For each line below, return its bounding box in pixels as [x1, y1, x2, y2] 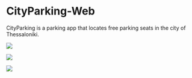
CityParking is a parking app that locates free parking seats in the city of [6, 24, 186, 31]
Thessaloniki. [6, 30, 39, 37]
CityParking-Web [6, 4, 95, 18]
